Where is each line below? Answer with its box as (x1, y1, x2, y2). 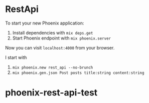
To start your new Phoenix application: (5, 20, 84, 26)
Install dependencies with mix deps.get (12, 29, 93, 35)
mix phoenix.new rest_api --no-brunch (12, 65, 93, 70)
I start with (5, 54, 27, 60)
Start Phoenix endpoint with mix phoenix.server (12, 35, 111, 41)
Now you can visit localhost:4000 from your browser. (5, 44, 115, 50)
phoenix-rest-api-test (5, 87, 98, 98)
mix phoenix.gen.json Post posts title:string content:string (12, 70, 145, 75)
